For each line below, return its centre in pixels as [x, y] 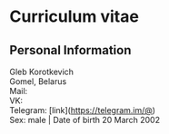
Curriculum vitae [74, 17]
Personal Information [70, 50]
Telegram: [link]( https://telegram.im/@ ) [83, 110]
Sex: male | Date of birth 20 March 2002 [85, 120]
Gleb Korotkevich [42, 72]
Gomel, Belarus [38, 81]
